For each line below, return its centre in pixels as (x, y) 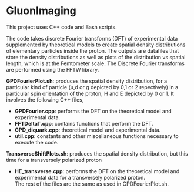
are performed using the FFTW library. (53, 69)
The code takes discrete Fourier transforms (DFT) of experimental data (92, 38)
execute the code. (36, 142)
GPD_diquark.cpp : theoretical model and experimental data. (88, 130)
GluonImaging (41, 11)
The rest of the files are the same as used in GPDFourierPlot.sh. (92, 184)
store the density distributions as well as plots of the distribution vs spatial (96, 57)
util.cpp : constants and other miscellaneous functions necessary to (96, 136)
